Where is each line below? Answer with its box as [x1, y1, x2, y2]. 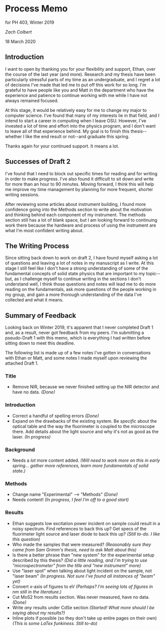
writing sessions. [5, 192, 39, 197]
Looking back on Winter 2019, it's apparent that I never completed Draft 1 [5, 325, 154, 331]
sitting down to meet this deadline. [5, 340, 75, 346]
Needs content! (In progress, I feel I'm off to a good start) [12, 497, 129, 503]
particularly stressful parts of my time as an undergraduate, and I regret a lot [5, 76, 161, 82]
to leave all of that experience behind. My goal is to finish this [5, 128, 130, 134]
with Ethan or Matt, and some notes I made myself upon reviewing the [5, 355, 147, 361]
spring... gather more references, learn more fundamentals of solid [12, 463, 149, 469]
